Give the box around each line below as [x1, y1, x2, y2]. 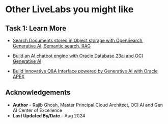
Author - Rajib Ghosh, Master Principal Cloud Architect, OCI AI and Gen [12, 102, 163, 108]
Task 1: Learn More [5, 24, 67, 33]
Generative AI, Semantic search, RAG [12, 43, 91, 49]
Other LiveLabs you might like [5, 4, 134, 15]
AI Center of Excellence [12, 107, 63, 113]
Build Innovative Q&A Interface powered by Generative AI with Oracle [12, 68, 158, 74]
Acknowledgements [5, 88, 71, 97]
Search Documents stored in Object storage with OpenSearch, [12, 37, 144, 43]
